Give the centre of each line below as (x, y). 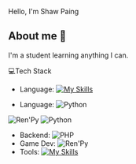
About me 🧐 (37, 36)
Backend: (35, 135)
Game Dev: (38, 143)
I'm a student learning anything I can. (68, 55)
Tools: (29, 151)
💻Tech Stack (30, 71)
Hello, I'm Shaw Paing (44, 11)
